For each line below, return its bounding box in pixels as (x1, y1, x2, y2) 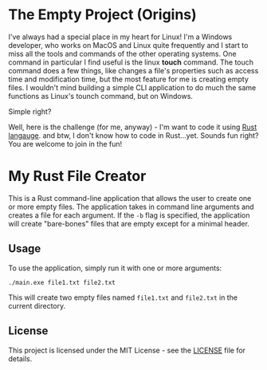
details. (8, 353, 33, 364)
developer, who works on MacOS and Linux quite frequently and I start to (8, 40, 249, 49)
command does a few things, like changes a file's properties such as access (8, 65, 259, 75)
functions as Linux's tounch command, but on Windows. (8, 91, 194, 100)
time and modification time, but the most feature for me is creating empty (8, 74, 249, 84)
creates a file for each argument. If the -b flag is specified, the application (8, 210, 250, 220)
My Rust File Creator (8, 167, 147, 185)
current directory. (8, 301, 66, 310)
